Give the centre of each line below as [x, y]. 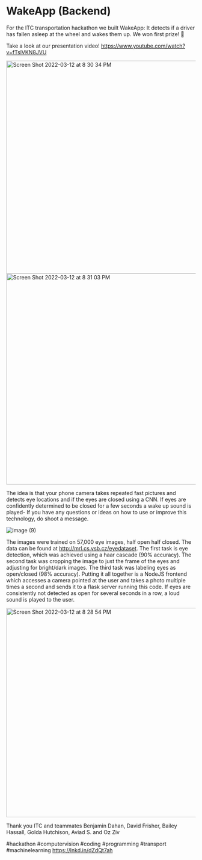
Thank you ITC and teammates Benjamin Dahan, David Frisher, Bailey [92, 826]
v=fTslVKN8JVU [26, 52]
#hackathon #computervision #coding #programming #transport [86, 844]
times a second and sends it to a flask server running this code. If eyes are [99, 587]
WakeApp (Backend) [59, 11]
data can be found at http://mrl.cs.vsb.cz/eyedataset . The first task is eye [97, 548]
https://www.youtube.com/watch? [143, 46]
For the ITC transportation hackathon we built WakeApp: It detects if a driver [101, 28]
